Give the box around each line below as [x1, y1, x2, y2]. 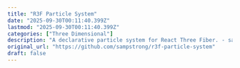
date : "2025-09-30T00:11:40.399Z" [7, 17, 111, 24]
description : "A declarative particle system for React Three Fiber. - [7, 37, 225, 44]
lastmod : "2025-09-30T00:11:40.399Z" [7, 23, 120, 30]
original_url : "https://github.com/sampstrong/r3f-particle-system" [7, 43, 216, 50]
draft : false [7, 50, 46, 57]
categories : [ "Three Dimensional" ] [7, 30, 114, 38]
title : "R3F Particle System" [7, 10, 98, 18]
